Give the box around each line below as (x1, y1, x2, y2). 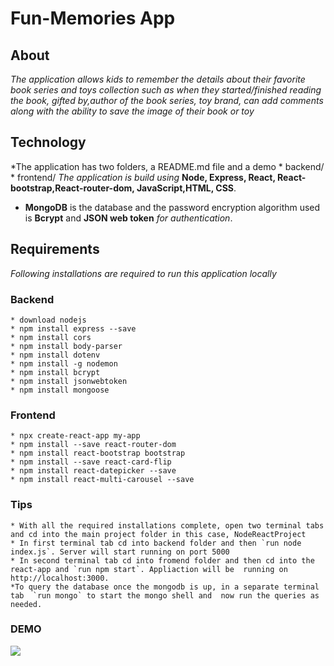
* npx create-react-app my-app (10, 431, 141, 441)
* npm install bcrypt (10, 367, 101, 377)
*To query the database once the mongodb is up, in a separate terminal (10, 582, 320, 592)
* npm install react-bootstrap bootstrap (10, 448, 186, 459)
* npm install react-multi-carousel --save (10, 475, 195, 485)
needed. (10, 599, 43, 609)
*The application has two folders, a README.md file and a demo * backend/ (10, 160, 325, 172)
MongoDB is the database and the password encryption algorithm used (24, 201, 321, 213)
